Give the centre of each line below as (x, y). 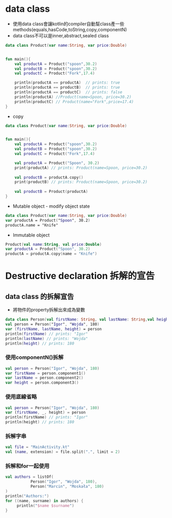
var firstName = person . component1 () (46, 373)
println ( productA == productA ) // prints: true (67, 83)
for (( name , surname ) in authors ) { (44, 501)
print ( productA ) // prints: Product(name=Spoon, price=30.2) (81, 168)
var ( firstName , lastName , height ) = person (53, 329)
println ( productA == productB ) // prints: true (67, 88)
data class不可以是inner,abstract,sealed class (61, 35)
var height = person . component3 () (42, 383)
